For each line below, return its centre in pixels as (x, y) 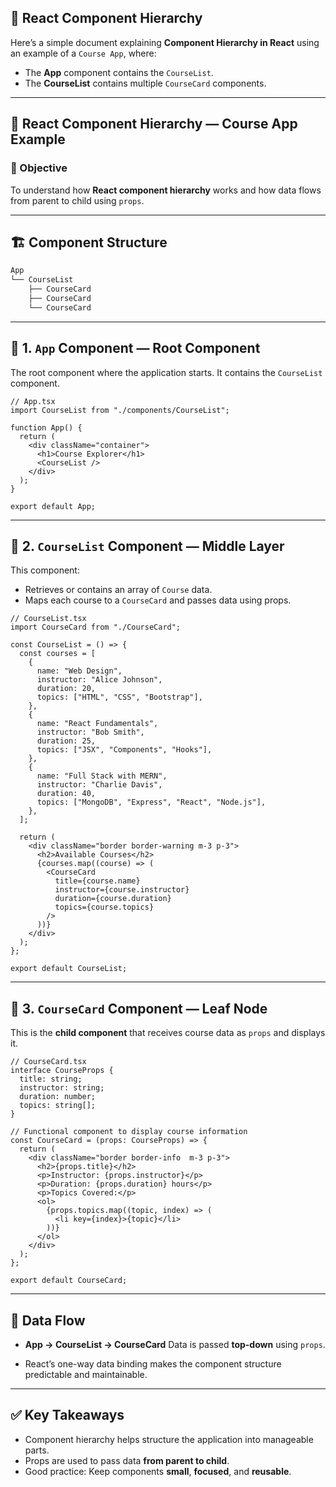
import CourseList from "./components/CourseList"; (120, 410)
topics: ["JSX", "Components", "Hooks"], (124, 750)
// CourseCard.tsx (48, 1062)
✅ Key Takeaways (67, 1415)
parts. (37, 1450)
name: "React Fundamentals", (97, 724)
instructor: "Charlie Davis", (99, 785)
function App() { (46, 427)
